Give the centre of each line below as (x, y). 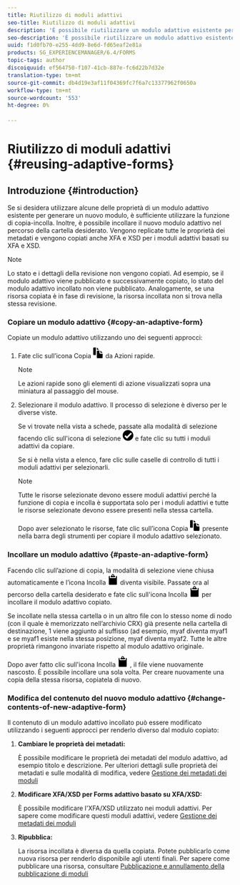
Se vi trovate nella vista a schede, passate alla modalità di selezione (117, 426)
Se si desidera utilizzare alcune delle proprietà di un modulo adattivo (108, 208)
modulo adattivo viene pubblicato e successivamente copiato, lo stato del (115, 281)
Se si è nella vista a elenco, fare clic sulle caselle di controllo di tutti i (118, 460)
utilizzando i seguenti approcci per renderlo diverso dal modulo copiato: (113, 730)
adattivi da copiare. (46, 446)
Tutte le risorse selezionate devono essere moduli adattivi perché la (117, 495)
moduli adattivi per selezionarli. (64, 467)
